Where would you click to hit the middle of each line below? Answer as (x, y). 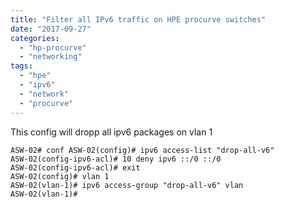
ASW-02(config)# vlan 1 (60, 176)
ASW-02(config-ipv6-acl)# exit (75, 167)
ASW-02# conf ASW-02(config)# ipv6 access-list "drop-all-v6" (142, 150)
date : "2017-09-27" (51, 29)
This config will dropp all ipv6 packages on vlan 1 (111, 132)
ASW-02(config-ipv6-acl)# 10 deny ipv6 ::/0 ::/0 (116, 159)
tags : (21, 66)
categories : (35, 38)
